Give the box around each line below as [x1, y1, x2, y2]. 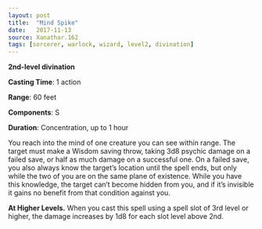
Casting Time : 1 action [8, 78, 81, 87]
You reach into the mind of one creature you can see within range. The [8, 138, 236, 147]
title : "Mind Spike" [8, 19, 79, 27]
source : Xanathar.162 [8, 33, 79, 42]
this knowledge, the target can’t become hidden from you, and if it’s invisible [8, 180, 254, 189]
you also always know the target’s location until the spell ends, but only [8, 163, 237, 173]
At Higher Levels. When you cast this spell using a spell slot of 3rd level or [8, 203, 249, 213]
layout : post [8, 11, 51, 20]
